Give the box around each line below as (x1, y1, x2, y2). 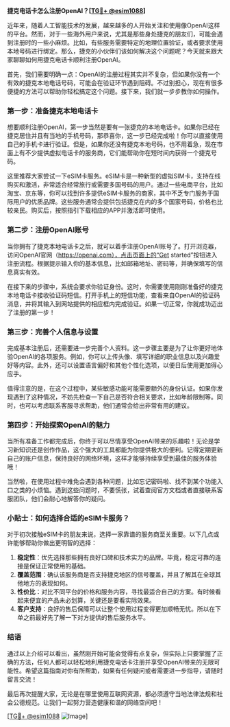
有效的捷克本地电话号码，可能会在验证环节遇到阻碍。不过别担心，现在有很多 (7, 79, 223, 86)
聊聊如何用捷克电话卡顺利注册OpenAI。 (12, 56, 125, 64)
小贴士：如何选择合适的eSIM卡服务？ (7, 513, 130, 523)
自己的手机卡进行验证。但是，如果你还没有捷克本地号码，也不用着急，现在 (7, 140, 217, 148)
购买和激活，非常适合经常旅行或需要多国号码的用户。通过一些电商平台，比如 (7, 181, 223, 189)
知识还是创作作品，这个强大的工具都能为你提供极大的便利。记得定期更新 (18, 446, 223, 454)
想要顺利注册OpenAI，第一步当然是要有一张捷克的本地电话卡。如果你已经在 (7, 123, 220, 131)
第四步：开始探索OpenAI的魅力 (7, 420, 110, 430)
